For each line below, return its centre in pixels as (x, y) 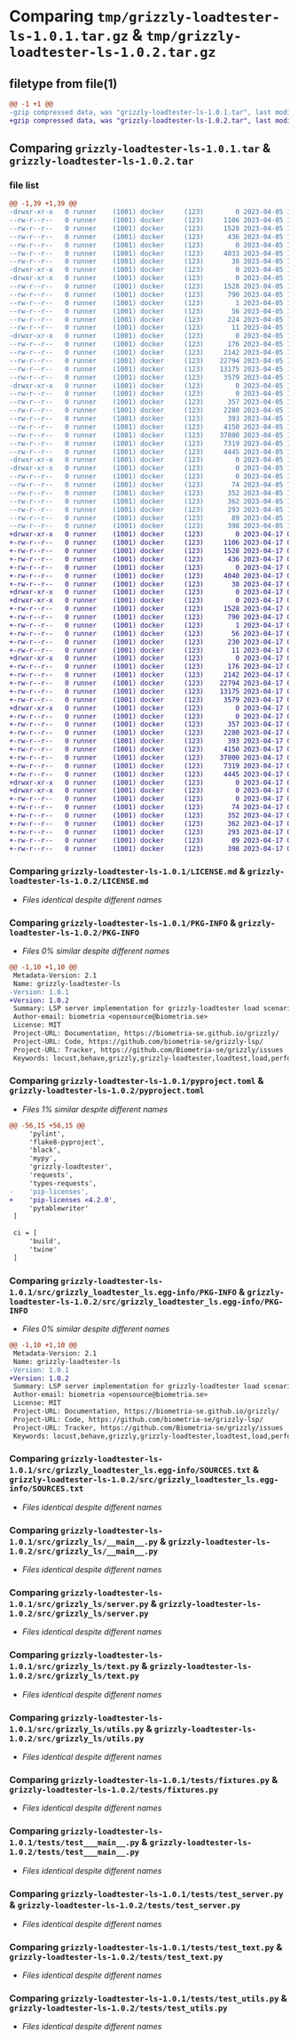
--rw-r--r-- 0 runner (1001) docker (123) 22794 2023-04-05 (146, 361)
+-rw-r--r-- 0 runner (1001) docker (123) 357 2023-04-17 (146, 725)
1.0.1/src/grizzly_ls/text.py (74, 1667)
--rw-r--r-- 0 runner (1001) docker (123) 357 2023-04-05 (146, 402)
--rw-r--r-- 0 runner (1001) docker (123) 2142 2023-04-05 (146, 353)
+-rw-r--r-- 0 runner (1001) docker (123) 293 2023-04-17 (146, 832)
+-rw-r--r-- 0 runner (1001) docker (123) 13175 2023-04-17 (146, 691)
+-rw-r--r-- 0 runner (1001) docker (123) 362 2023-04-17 (146, 823)
